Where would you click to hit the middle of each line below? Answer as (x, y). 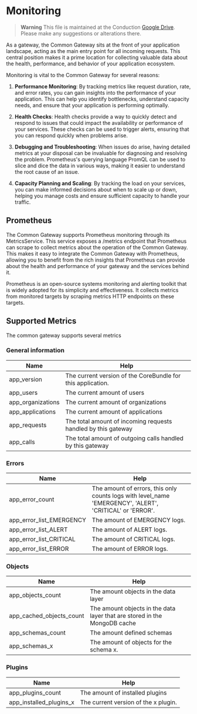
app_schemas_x (31, 646)
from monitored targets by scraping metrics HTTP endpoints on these (90, 296)
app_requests (28, 425)
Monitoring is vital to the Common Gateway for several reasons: (83, 75)
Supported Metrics (41, 321)
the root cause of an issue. (47, 171)
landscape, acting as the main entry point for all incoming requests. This (93, 51)
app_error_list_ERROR (39, 549)
